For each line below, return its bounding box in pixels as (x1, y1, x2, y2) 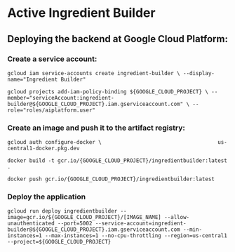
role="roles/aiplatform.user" (7, 107, 96, 114)
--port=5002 (57, 220, 93, 227)
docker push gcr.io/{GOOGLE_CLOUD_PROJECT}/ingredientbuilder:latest (7, 175, 215, 183)
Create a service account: (7, 54, 98, 64)
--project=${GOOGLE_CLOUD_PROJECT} (7, 239, 112, 246)
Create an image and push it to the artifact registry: (7, 123, 186, 133)
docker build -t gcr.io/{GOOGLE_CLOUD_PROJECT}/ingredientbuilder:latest (7, 157, 228, 164)
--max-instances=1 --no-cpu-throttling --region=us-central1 (44, 232, 228, 239)
